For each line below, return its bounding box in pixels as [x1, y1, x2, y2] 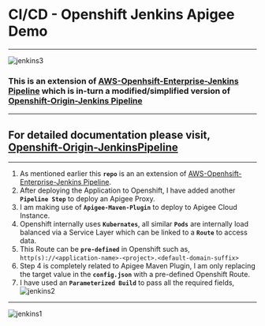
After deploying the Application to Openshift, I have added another [19, 185, 236, 195]
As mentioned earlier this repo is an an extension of [19, 169, 187, 178]
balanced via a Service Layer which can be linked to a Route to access [19, 227, 248, 238]
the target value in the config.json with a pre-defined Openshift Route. [19, 270, 251, 279]
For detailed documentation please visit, [8, 128, 211, 141]
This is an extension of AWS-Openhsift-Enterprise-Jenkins [8, 75, 239, 86]
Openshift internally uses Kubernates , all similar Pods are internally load [19, 219, 249, 229]
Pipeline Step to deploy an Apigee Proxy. [19, 194, 155, 204]
